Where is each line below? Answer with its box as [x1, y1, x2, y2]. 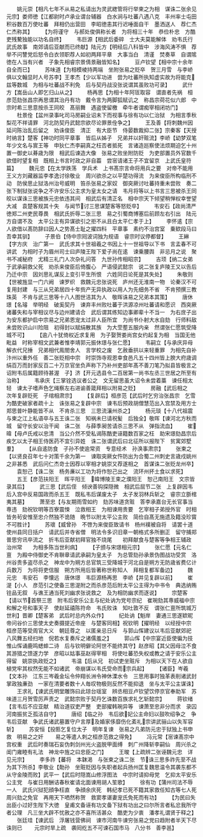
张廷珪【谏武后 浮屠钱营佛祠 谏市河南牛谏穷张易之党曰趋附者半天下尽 [16, 816, 197, 824]
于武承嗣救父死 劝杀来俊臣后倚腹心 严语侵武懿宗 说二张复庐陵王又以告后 [6, 263, 197, 270]
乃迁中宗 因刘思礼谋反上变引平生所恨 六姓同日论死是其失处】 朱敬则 [6, 271, 193, 278]
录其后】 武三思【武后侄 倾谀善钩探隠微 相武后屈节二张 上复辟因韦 [6, 483, 193, 490]
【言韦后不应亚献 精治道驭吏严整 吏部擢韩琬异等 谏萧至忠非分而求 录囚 [6, 703, 197, 710]
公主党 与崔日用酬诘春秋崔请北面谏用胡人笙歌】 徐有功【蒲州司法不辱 [6, 779, 193, 785]
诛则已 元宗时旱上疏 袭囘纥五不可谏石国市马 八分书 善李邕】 [6, 824, 177, 831]
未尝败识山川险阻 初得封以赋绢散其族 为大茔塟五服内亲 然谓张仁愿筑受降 [6, 324, 197, 331]
